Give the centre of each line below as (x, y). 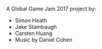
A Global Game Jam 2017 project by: (51, 9)
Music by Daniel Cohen (43, 40)
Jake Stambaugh (36, 27)
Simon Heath (31, 20)
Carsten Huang (34, 33)
